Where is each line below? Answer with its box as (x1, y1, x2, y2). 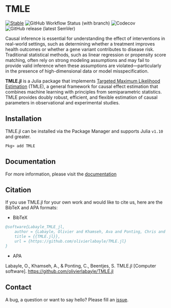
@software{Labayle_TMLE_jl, (5, 225, 65, 230)
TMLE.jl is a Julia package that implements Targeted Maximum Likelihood (5, 78, 160, 84)
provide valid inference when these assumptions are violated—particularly (5, 62, 162, 69)
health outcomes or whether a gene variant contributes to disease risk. (5, 46, 155, 52)
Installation (5, 115, 42, 123)
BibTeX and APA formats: (5, 205, 58, 211)
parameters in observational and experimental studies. (5, 99, 120, 105)
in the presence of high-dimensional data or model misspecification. (5, 68, 149, 74)
